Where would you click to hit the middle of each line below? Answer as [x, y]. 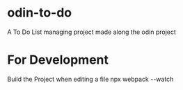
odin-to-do [40, 13]
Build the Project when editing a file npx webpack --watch [90, 79]
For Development [58, 60]
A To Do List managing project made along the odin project [91, 32]
